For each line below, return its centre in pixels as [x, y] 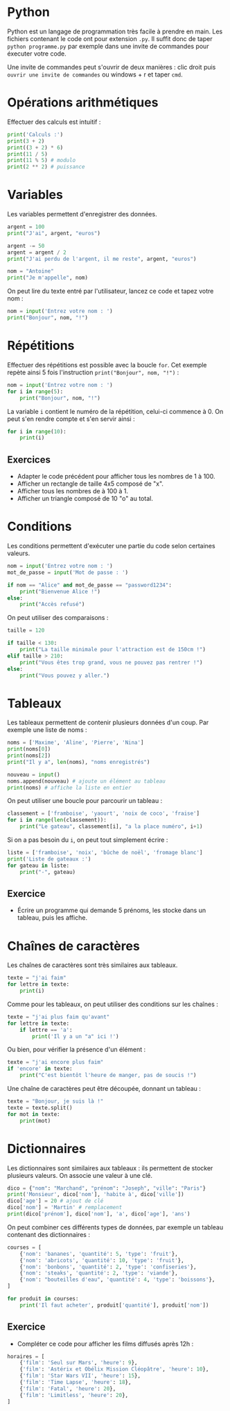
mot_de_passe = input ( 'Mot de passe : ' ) [68, 572]
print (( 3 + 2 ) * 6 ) [35, 148]
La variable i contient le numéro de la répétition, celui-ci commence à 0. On [115, 411]
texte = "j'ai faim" [37, 978]
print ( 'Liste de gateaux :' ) [49, 859]
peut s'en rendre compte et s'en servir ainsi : [71, 419]
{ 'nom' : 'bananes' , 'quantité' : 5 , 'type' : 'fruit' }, [99, 1254]
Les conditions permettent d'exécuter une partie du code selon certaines [112, 546]
